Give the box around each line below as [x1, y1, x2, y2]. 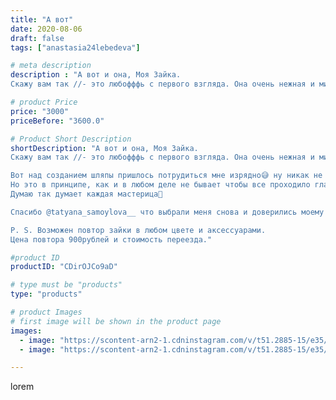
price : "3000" [10, 106, 70, 116]
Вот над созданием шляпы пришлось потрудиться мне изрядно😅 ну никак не [10, 171, 323, 181]
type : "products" [10, 289, 83, 300]
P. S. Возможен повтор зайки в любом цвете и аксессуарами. [10, 225, 267, 235]
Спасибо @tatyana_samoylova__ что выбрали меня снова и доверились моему [10, 207, 325, 217]
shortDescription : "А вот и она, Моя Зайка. [10, 143, 199, 153]
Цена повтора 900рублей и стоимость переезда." [10, 234, 213, 245]
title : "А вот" [10, 14, 74, 25]
